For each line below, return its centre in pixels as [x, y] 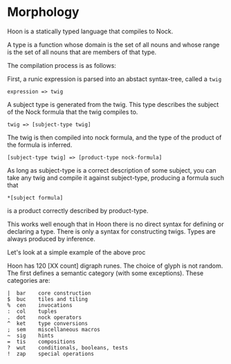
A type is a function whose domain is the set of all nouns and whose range [113, 44]
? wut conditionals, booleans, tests [68, 347]
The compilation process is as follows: [62, 65]
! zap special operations [51, 354]
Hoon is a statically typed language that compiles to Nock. [90, 31]
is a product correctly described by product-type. [78, 210]
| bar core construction [49, 293]
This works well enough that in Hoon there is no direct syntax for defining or [115, 224]
